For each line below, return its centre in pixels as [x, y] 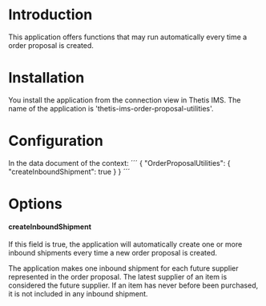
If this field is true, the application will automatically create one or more [125, 244]
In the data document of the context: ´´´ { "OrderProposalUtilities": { [119, 163]
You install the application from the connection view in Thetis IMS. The [125, 100]
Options [35, 204]
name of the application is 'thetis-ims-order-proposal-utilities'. [111, 108]
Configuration [56, 141]
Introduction [50, 15]
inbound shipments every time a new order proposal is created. [113, 253]
